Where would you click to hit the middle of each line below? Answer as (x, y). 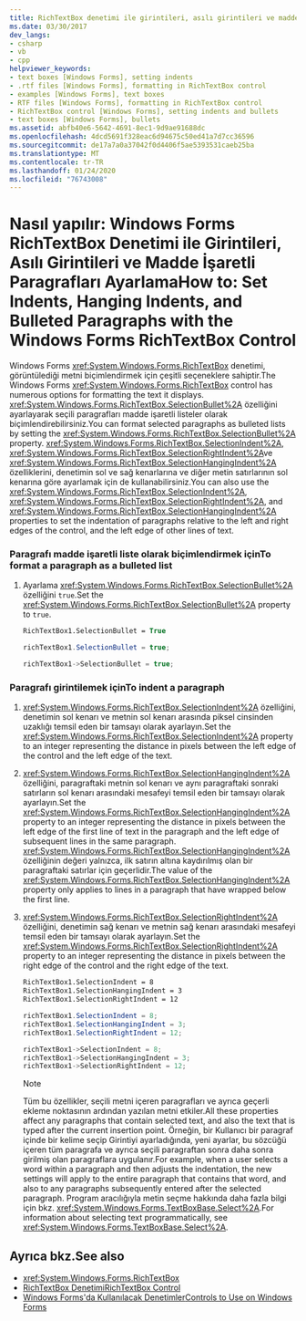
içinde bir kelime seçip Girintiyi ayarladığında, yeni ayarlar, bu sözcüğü (154, 1140)
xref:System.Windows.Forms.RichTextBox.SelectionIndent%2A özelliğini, (159, 707)
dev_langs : (30, 35)
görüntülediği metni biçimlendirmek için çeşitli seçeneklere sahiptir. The (143, 376)
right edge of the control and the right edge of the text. (126, 966)
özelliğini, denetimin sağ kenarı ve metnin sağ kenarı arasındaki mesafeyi (159, 927)
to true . (37, 614)
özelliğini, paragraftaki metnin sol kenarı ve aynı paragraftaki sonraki (151, 783)
